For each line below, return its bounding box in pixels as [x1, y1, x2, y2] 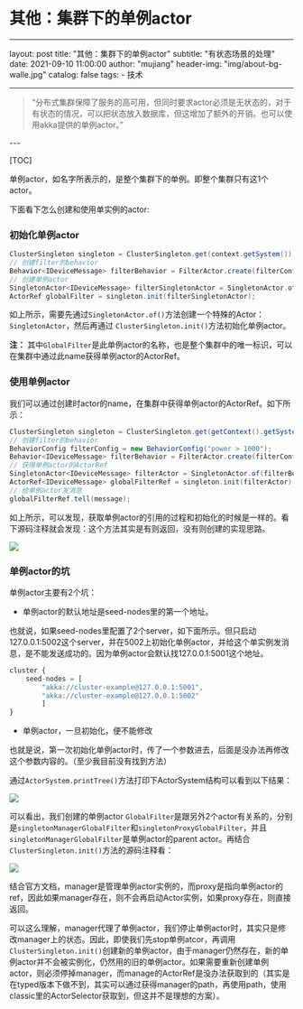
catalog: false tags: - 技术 [48, 69, 143, 79]
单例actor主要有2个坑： [9, 587, 97, 597]
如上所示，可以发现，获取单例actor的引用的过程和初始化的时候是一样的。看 [9, 512, 289, 523]
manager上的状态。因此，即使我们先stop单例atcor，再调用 [16, 934, 236, 945]
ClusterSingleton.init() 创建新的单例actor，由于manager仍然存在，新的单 [9, 945, 289, 957]
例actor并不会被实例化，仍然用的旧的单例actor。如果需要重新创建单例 [9, 957, 269, 967]
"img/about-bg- [224, 58, 282, 69]
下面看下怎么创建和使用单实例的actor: [9, 204, 151, 215]
